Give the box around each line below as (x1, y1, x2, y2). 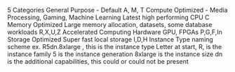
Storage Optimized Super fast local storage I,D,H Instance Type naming (7, 35, 214, 44)
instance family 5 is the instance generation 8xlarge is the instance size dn (7, 50, 223, 58)
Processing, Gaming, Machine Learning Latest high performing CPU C (7, 13, 210, 21)
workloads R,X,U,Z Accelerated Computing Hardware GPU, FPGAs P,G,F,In (7, 28, 222, 36)
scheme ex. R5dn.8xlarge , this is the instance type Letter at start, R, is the (7, 43, 222, 51)
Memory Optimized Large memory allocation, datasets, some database (7, 21, 213, 28)
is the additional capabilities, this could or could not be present (7, 57, 189, 65)
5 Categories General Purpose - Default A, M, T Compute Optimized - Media (7, 6, 228, 14)
